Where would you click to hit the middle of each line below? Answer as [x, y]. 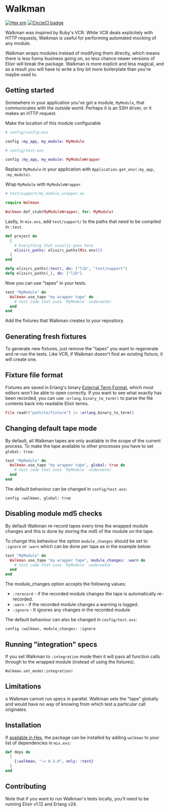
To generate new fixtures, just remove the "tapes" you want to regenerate [82, 349]
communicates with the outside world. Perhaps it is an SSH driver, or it [78, 108]
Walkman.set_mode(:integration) [39, 671]
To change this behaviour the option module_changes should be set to [76, 541]
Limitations [23, 687]
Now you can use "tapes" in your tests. [46, 283]
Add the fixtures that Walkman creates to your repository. [65, 320]
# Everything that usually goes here [54, 245]
